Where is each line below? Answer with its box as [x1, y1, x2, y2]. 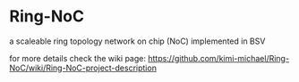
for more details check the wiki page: [9, 53, 146, 63]
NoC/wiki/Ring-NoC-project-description [9, 62, 157, 73]
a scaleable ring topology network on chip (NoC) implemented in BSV [9, 36, 266, 46]
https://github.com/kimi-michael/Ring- [147, 53, 289, 63]
